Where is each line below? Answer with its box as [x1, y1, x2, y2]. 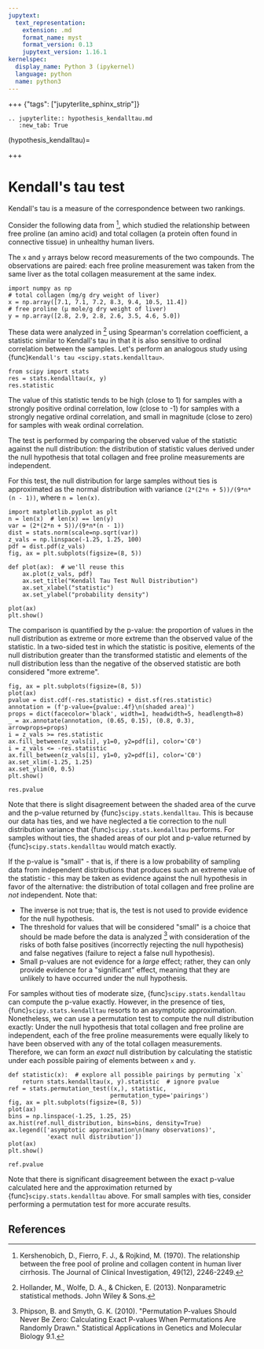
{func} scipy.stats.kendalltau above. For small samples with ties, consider [8, 1191, 251, 1201]
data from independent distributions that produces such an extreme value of [8, 864, 255, 875]
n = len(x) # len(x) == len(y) [8, 515, 114, 522]
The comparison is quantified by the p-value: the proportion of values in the [8, 625, 254, 634]
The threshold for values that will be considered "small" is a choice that [19, 922, 251, 931]
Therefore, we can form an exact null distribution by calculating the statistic [8, 1047, 253, 1057]
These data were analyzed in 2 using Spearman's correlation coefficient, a [8, 326, 249, 336]
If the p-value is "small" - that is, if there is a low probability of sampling [8, 857, 240, 866]
